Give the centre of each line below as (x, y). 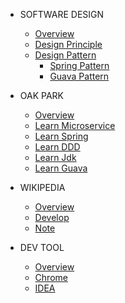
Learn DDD (57, 147)
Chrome (51, 277)
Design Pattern (65, 55)
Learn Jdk (55, 157)
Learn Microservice (75, 125)
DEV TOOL (42, 247)
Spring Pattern (79, 65)
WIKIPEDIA (42, 187)
